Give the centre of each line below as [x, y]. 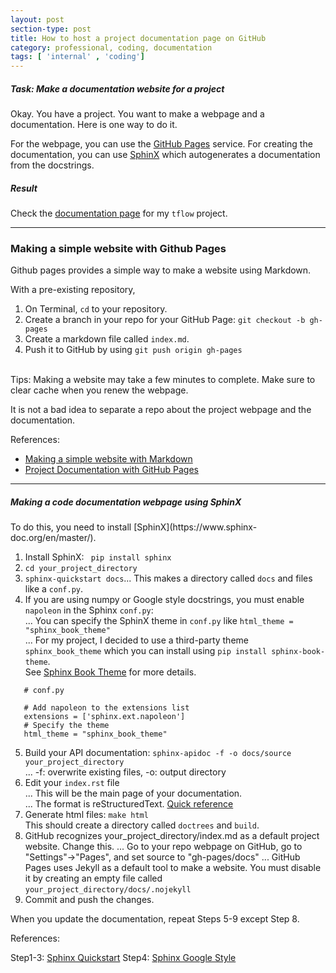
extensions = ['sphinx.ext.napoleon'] [104, 717]
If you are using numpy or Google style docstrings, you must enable [164, 600]
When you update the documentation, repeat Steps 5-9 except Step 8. [155, 919]
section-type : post [51, 29]
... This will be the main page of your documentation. [133, 793]
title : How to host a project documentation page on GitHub [138, 38]
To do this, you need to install [71, 527]
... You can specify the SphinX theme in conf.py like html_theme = [159, 621]
